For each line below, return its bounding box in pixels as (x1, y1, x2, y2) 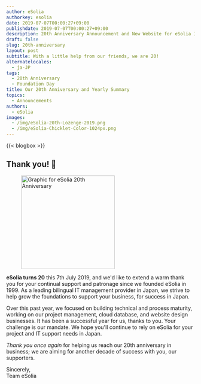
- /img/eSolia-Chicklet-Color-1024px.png (11, 126, 117, 132)
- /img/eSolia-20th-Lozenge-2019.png (11, 120, 106, 126)
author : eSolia (6, 8, 44, 15)
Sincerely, (6, 365, 31, 373)
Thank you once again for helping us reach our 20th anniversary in (6, 342, 172, 349)
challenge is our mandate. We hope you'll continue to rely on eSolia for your (6, 324, 193, 331)
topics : (6, 92, 26, 98)
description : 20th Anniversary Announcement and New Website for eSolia (6, 31, 191, 37)
